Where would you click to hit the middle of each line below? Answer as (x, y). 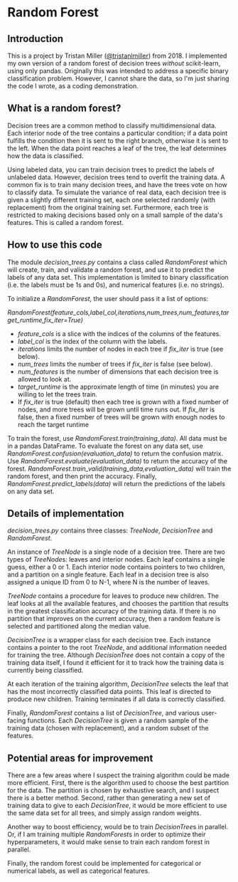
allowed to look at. (44, 379)
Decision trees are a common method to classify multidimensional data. (112, 125)
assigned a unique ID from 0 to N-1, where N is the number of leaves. (109, 582)
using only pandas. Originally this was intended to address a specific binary (118, 71)
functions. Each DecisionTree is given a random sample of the (118, 720)
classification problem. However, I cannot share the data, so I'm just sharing (118, 78)
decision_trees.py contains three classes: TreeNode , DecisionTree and (110, 530)
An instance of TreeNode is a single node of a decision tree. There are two (116, 552)
